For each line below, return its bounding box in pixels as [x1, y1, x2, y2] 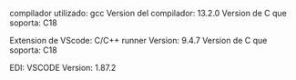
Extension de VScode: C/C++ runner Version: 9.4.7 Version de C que [9, 35, 268, 45]
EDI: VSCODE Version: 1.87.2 [9, 63, 117, 73]
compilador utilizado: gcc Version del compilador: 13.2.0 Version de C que [9, 8, 287, 18]
